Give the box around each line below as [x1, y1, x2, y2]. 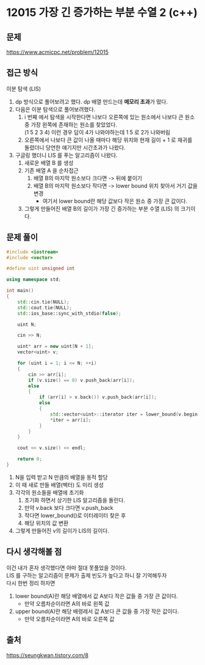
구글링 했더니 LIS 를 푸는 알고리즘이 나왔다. [15, 151, 118, 159]
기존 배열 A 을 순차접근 [24, 166, 79, 174]
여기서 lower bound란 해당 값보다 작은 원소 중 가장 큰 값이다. [42, 197, 188, 205]
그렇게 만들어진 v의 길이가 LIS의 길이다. [15, 527, 110, 534]
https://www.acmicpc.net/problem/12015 [6, 48, 109, 56]
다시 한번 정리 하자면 [6, 579, 56, 587]
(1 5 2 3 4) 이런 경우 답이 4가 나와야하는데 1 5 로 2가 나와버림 [24, 128, 171, 136]
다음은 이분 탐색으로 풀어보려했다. [15, 105, 96, 113]
